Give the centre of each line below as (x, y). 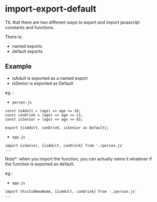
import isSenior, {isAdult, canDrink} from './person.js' (64, 145)
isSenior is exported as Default (43, 83)
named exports (27, 46)
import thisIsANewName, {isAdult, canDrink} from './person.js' (71, 191)
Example (18, 66)
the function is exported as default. (40, 164)
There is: (14, 37)
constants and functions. (30, 27)
